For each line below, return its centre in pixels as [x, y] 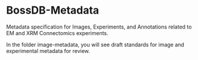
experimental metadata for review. [48, 50]
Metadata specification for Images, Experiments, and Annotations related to [99, 27]
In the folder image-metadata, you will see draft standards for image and [95, 45]
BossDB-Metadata [53, 10]
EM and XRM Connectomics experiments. [57, 33]
